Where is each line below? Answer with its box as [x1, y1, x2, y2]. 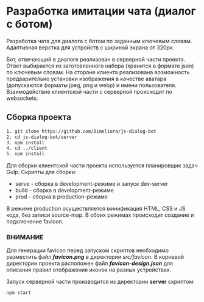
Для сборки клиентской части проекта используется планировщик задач [6, 162, 198, 169]
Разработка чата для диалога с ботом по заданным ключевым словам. [6, 37, 192, 44]
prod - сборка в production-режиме [15, 193, 108, 200]
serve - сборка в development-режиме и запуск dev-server [15, 180, 169, 188]
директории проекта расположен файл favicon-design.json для [6, 260, 174, 267]
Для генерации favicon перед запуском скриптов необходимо [6, 247, 169, 254]
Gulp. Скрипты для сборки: [6, 169, 77, 176]
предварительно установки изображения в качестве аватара [6, 75, 167, 82]
